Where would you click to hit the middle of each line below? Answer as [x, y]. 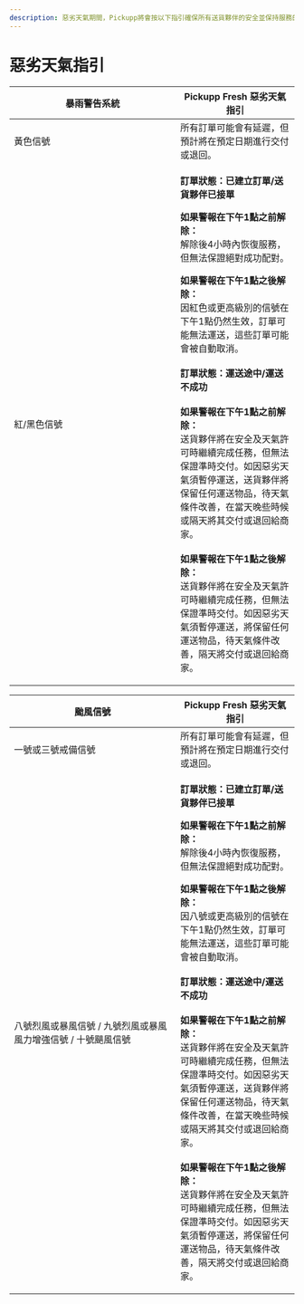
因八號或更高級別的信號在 [235, 916]
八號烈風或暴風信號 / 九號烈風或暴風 [90, 1026]
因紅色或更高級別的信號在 [235, 307]
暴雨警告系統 [92, 103]
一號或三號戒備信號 [55, 750]
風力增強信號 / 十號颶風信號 [72, 1040]
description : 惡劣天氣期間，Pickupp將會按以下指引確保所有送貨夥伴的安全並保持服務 [151, 18]
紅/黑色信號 [38, 424]
